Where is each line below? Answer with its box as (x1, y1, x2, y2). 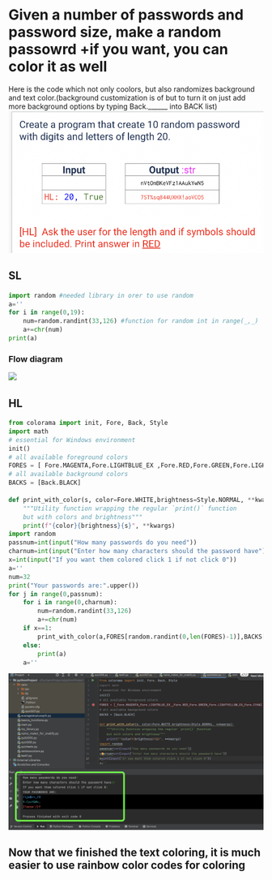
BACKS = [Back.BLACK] (8, 479, 82, 487)
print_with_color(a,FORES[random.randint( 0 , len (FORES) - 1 (37, 633, 233, 641)
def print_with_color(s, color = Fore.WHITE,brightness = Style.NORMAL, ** (8, 496, 255, 504)
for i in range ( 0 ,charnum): (23, 599, 117, 607)
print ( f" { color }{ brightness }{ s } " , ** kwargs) (23, 522, 176, 530)
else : (23, 641, 42, 650)
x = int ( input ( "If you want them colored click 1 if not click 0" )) (8, 556, 237, 564)
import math (8, 427, 49, 436)
